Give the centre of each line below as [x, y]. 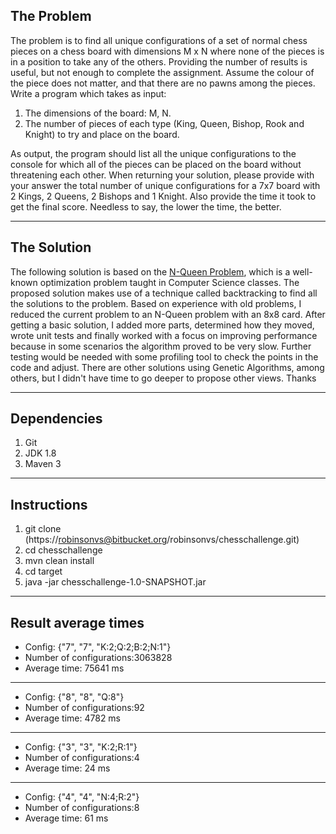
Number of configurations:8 [82, 808]
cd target [43, 571]
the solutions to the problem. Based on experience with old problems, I [156, 303]
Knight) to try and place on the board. [102, 134]
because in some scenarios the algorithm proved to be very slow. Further [161, 346]
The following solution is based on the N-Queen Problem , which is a [150, 271]
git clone [43, 529]
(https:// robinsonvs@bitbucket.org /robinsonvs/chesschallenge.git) [162, 540]
